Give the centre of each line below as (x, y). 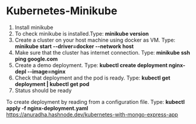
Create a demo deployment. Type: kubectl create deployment (91, 65)
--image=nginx (46, 71)
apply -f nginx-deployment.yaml (47, 108)
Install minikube (34, 27)
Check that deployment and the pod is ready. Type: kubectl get (92, 78)
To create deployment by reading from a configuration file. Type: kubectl (96, 101)
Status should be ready (43, 90)
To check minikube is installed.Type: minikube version (82, 33)
